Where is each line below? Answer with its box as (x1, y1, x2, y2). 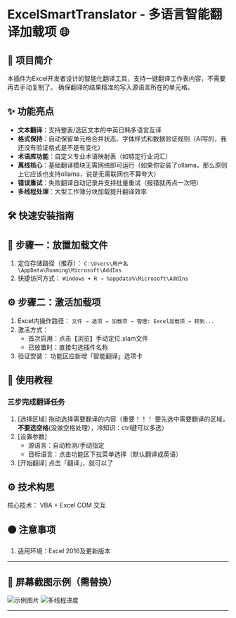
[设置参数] (17, 432, 48, 441)
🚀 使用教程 (7, 374, 53, 386)
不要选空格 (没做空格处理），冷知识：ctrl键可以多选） (17, 423, 169, 431)
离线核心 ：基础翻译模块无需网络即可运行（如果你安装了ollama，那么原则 (17, 160, 228, 169)
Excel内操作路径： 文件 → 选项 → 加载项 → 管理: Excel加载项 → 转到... (17, 316, 214, 324)
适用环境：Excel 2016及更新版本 (17, 547, 111, 555)
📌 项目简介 (7, 54, 53, 66)
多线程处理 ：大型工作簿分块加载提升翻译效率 (17, 187, 147, 196)
